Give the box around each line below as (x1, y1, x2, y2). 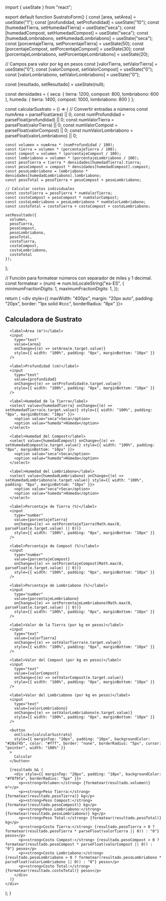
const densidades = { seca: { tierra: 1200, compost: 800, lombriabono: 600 (5, 91, 159, 97)
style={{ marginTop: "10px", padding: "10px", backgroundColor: (14, 737, 151, 742)
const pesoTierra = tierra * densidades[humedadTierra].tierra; (5, 160, 142, 165)
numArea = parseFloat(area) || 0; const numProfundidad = (5, 111, 125, 117)
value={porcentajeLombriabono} (14, 596, 79, 601)
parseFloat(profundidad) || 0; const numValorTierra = (5, 117, 115, 122)
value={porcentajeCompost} (14, 557, 70, 562)
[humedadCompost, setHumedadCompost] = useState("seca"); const (5, 30, 149, 36)
